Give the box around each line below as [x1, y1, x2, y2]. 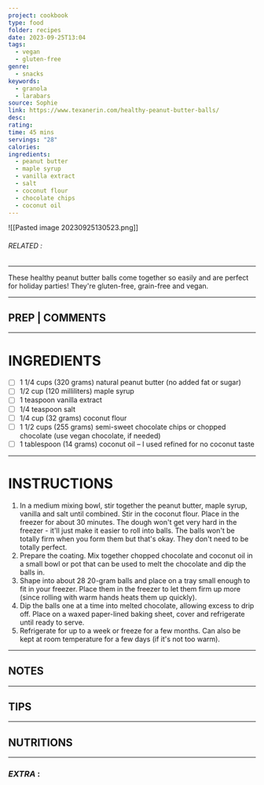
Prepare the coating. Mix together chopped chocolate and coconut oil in [19, 551, 253, 560]
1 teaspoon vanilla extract [19, 395, 102, 405]
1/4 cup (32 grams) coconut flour [19, 413, 127, 423]
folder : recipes [8, 26, 61, 34]
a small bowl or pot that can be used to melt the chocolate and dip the [19, 559, 247, 568]
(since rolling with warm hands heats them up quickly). [19, 592, 198, 602]
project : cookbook [8, 11, 68, 20]
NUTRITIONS [8, 735, 73, 749]
